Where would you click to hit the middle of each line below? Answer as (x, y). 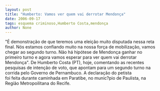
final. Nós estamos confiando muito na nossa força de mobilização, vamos (80, 47)
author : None (18, 28)
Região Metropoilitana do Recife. (38, 83)
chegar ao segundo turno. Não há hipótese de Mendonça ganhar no (74, 52)
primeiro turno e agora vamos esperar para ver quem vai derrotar (71, 57)
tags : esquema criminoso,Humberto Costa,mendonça (57, 23)
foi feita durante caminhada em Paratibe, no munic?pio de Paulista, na (76, 78)
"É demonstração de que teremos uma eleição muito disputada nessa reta (80, 42)
